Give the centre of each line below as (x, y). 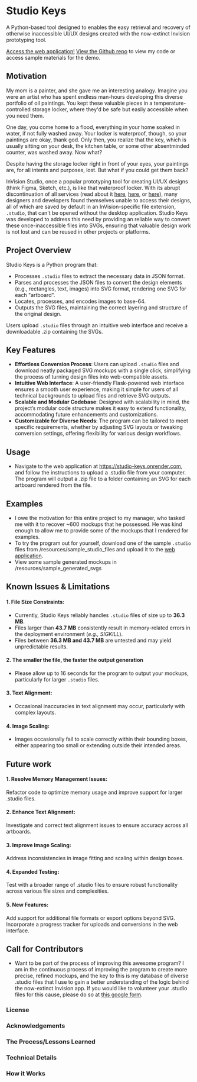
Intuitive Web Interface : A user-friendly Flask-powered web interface (99, 383)
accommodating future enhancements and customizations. (86, 415)
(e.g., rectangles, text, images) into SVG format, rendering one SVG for (101, 289)
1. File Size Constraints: (35, 602)
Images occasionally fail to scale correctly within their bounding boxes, (101, 739)
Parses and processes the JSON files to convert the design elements (98, 282)
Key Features (31, 350)
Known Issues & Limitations (58, 587)
